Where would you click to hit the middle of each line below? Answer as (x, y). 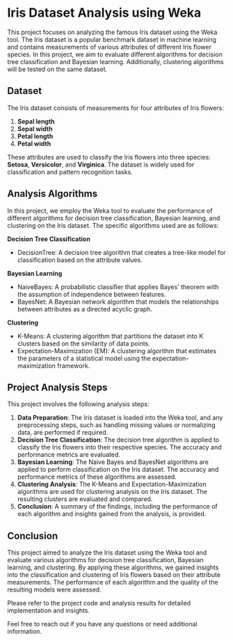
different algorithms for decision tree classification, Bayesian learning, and (114, 218)
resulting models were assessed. (55, 589)
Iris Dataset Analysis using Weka (104, 13)
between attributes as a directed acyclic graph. (85, 309)
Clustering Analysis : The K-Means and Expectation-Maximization (112, 484)
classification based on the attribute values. (80, 260)
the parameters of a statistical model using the (84, 358)
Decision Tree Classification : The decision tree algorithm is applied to (118, 440)
